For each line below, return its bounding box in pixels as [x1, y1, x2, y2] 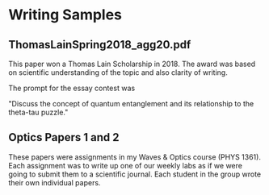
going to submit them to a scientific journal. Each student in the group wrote [8, 169, 262, 179]
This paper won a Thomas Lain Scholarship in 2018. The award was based [8, 59, 256, 68]
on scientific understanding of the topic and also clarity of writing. [8, 68, 228, 77]
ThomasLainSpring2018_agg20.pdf [8, 38, 191, 52]
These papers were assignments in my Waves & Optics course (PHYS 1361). [8, 151, 261, 162]
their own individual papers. [8, 177, 101, 187]
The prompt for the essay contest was [8, 83, 136, 93]
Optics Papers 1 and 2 [8, 131, 120, 144]
